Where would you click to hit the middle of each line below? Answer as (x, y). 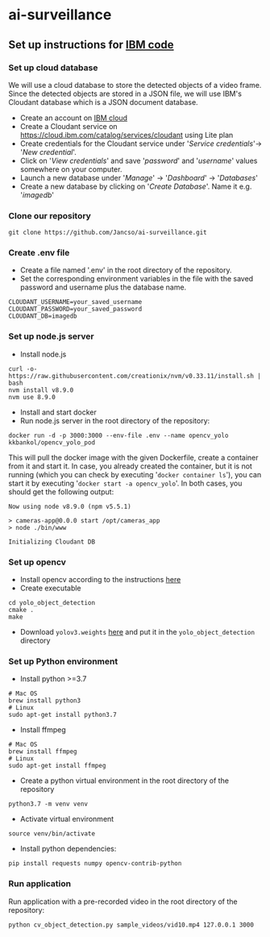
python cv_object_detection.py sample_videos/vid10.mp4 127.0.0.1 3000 (131, 925)
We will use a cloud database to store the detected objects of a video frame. (135, 85)
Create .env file (39, 253)
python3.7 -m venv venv (48, 804)
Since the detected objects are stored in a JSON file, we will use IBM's (125, 94)
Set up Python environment (63, 661)
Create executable (51, 588)
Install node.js (43, 354)
